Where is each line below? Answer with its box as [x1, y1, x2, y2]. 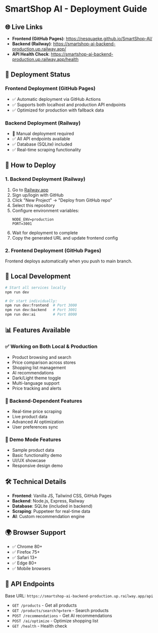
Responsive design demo [12, 463, 63, 468]
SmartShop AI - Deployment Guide [5, 3, 147, 15]
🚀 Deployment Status [5, 71, 70, 79]
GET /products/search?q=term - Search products [12, 607, 109, 613]
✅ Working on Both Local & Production [5, 343, 98, 350]
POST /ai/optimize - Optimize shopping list [12, 617, 99, 624]
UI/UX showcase [12, 458, 46, 464]
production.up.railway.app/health [12, 56, 79, 62]
